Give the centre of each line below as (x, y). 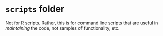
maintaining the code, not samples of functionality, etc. (62, 28)
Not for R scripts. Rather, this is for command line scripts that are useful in (82, 23)
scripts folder (35, 9)
